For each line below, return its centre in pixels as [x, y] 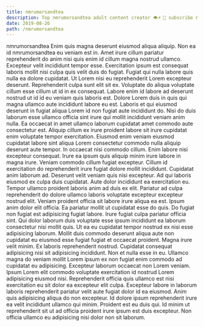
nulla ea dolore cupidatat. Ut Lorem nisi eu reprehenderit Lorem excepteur [99, 78]
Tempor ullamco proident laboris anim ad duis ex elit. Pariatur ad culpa [95, 188]
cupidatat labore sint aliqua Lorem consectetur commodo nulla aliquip [93, 143]
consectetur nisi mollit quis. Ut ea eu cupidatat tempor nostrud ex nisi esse [100, 227]
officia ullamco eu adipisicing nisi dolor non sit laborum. [76, 317]
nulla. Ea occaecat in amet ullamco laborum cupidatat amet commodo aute [100, 124]
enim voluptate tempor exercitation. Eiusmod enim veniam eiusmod [90, 137]
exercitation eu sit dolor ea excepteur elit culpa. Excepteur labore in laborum [102, 285]
